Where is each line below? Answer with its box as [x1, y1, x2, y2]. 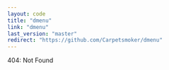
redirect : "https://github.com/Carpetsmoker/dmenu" [7, 37, 163, 44]
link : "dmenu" [7, 23, 49, 30]
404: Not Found [7, 56, 54, 64]
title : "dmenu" [7, 17, 52, 24]
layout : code [7, 10, 46, 18]
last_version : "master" [7, 30, 78, 37]
